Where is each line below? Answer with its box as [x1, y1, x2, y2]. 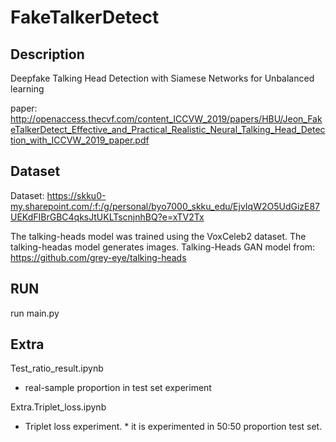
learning [10, 83, 45, 95]
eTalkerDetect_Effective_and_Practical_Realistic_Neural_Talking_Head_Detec [10, 124, 326, 135]
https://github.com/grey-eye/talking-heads [10, 251, 187, 263]
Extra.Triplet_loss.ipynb [10, 401, 107, 413]
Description [10, 46, 85, 63]
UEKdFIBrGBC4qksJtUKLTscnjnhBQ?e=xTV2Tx [10, 211, 205, 223]
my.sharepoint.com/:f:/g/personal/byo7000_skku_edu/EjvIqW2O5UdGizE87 [10, 200, 321, 212]
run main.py [10, 307, 60, 319]
